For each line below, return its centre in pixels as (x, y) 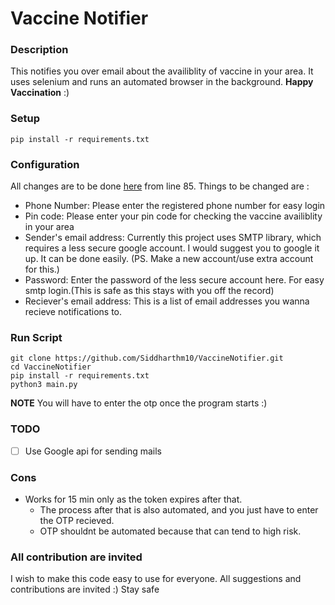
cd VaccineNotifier (51, 367)
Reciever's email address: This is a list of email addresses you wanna (167, 301)
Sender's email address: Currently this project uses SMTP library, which (173, 238)
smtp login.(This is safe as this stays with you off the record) (149, 291)
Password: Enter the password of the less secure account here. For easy (174, 280)
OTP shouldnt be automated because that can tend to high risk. (170, 531)
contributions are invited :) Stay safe (85, 589)
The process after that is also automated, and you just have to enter (179, 510)
